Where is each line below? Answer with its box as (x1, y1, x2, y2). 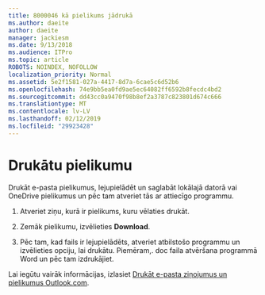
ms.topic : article (8, 56, 69, 64)
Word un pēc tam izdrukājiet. (19, 254, 114, 263)
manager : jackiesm (8, 33, 69, 42)
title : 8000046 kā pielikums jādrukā (8, 11, 133, 20)
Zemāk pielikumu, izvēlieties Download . (19, 221, 151, 231)
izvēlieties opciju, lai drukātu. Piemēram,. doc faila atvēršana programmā (19, 245, 258, 255)
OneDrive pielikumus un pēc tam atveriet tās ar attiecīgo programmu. (8, 191, 234, 201)
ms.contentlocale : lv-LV (8, 108, 90, 116)
